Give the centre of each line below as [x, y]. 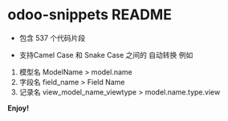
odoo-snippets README [90, 15]
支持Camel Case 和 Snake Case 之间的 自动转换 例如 [106, 54]
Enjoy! [18, 108]
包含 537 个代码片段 [52, 38]
